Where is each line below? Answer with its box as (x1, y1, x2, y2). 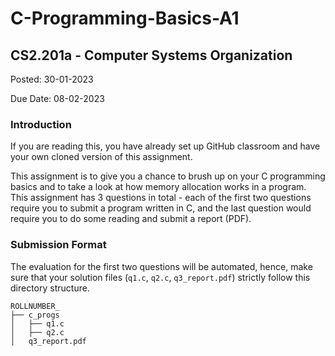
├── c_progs (10, 310, 60, 320)
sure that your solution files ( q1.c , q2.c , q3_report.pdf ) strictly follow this (10, 271, 311, 283)
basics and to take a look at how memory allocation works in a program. (10, 181, 307, 193)
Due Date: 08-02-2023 (10, 93, 105, 104)
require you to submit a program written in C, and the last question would (10, 202, 312, 214)
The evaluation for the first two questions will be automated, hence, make (10, 260, 313, 272)
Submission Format (10, 238, 107, 252)
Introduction (10, 117, 72, 131)
